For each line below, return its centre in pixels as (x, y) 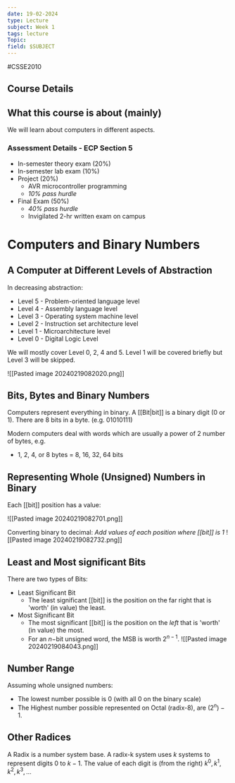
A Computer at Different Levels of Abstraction (110, 271)
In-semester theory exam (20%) (64, 164)
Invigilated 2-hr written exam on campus (87, 216)
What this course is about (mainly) (84, 113)
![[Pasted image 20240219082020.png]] (66, 373)
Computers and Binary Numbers (104, 244)
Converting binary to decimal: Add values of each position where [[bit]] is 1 (116, 533)
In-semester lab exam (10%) (58, 171)
